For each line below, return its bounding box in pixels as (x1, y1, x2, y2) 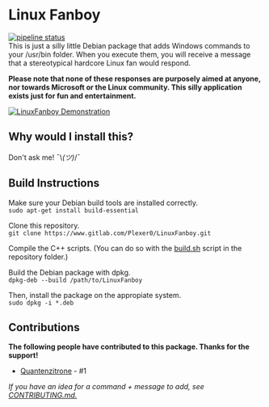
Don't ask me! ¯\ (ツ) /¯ (8, 152, 81, 162)
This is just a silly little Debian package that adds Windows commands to (8, 40, 250, 50)
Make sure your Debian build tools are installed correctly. (8, 198, 199, 208)
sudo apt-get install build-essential (8, 206, 139, 215)
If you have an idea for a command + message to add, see (8, 382, 204, 392)
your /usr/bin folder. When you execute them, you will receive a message (8, 49, 251, 59)
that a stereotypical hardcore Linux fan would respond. (8, 58, 191, 68)
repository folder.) (8, 252, 69, 262)
